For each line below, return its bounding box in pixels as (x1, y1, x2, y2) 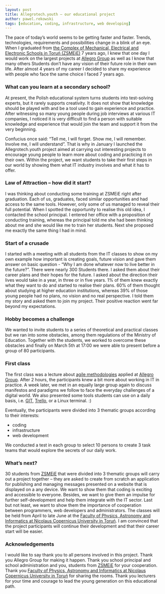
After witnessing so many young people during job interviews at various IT (5, 111, 156, 116)
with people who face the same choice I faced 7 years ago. (5, 71, 125, 77)
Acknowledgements (5, 541, 55, 548)
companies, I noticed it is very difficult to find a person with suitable (5, 115, 142, 121)
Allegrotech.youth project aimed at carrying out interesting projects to (5, 146, 146, 152)
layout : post (5, 7, 32, 12)
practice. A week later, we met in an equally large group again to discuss (5, 382, 152, 388)
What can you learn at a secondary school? (5, 83, 110, 90)
